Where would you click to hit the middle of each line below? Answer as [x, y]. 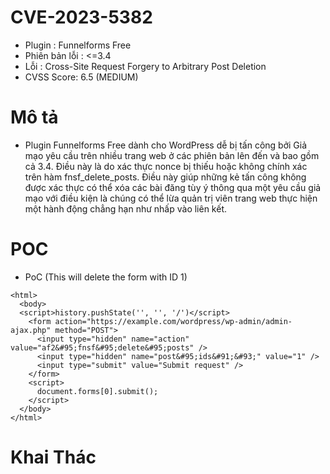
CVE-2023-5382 [81, 17]
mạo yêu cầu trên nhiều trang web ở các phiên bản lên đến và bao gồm [172, 155]
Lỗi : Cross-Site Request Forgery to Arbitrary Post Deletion [145, 66]
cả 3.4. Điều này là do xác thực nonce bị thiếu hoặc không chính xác [166, 166]
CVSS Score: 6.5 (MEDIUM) [81, 77]
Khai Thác [53, 457]
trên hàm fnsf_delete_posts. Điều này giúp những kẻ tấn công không [165, 177]
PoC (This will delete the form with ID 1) [106, 277]
